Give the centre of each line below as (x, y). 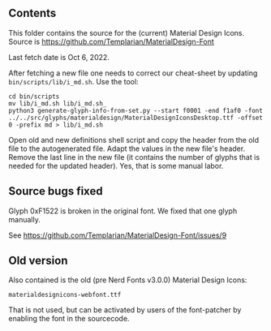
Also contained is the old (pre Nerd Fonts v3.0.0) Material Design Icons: (128, 280)
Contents (32, 13)
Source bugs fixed (56, 191)
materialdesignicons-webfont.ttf (65, 295)
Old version (38, 261)
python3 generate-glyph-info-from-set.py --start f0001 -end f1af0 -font (136, 110)
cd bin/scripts (34, 97)
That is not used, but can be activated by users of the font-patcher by (125, 310)
